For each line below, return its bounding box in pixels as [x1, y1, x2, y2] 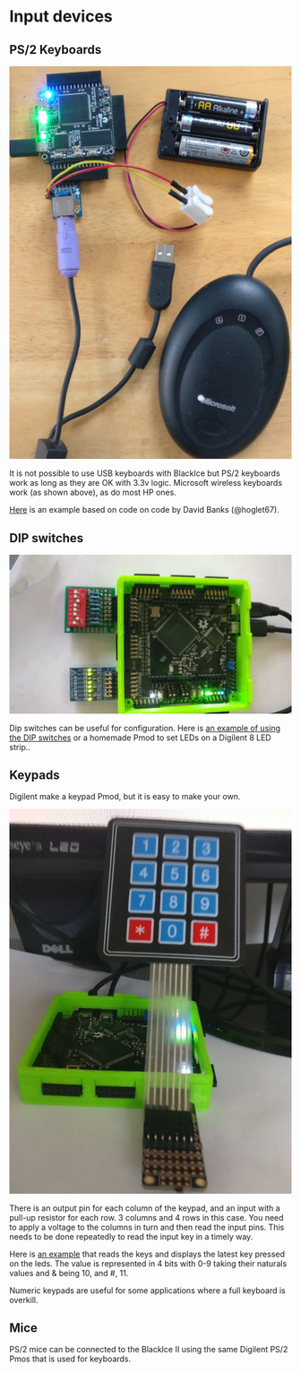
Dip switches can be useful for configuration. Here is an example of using [9, 722, 280, 733]
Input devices [9, 6, 114, 27]
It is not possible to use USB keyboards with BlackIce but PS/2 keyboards [9, 468, 280, 479]
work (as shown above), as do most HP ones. [9, 487, 176, 498]
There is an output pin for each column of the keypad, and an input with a [9, 1203, 280, 1213]
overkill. [9, 1294, 39, 1305]
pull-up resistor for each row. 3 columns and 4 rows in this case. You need [9, 1212, 284, 1222]
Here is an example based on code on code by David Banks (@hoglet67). [9, 505, 279, 515]
